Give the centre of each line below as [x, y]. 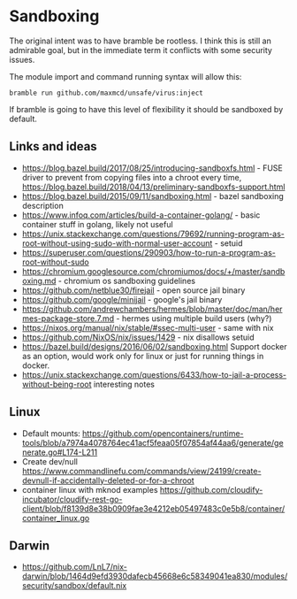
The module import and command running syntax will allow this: [126, 76]
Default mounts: [51, 433]
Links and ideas [53, 146]
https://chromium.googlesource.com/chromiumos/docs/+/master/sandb [153, 271]
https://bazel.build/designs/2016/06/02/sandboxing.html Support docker [154, 346]
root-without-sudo [56, 262]
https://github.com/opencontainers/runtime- [163, 433]
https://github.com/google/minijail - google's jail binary [122, 299]
